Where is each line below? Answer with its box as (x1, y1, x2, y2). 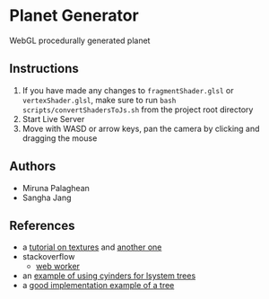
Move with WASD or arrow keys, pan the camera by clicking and (22, 123, 260, 134)
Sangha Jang (22, 192, 72, 203)
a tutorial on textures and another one (22, 242, 162, 252)
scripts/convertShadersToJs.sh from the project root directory (22, 104, 254, 115)
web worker (35, 261, 81, 272)
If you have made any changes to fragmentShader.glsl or (22, 84, 234, 95)
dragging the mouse (22, 132, 98, 144)
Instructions (9, 61, 79, 76)
